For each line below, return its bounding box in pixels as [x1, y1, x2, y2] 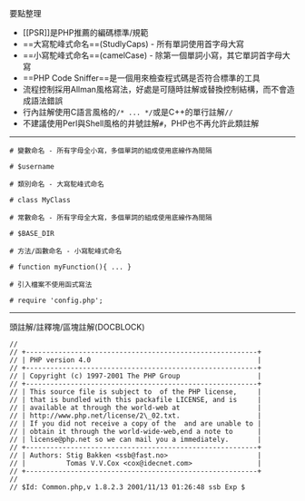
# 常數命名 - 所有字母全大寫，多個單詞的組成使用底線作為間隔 [9, 213, 212, 222]
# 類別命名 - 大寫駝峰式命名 [9, 180, 104, 189]
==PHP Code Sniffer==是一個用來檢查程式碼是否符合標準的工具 [22, 73, 261, 83]
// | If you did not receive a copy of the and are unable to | [9, 419, 261, 428]
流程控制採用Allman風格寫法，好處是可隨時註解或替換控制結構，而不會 [22, 84, 288, 94]
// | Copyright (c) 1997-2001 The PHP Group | [9, 371, 261, 380]
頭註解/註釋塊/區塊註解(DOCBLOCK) [9, 321, 145, 332]
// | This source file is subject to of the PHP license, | [9, 388, 261, 397]
